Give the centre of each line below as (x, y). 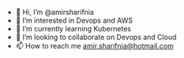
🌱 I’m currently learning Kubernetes (73, 29)
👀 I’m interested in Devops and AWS (74, 20)
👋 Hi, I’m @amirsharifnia (55, 12)
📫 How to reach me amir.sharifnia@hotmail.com (94, 46)
